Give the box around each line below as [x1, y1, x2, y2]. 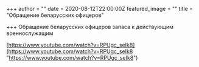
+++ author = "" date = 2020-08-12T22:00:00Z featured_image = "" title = [6, 5, 194, 12]
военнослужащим [6, 30, 54, 37]
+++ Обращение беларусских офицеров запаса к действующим [6, 24, 173, 30]
